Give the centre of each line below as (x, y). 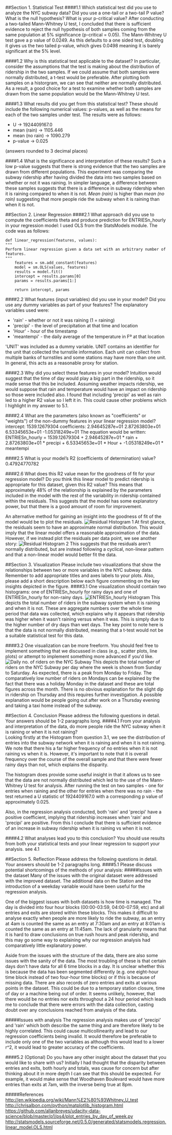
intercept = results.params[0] (48, 276)
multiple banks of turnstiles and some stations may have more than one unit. (86, 357)
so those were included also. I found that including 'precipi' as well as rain (83, 395)
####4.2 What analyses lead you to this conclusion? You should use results (85, 838)
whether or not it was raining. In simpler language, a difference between (81, 183)
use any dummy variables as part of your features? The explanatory (77, 305)
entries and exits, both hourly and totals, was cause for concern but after (82, 1068)
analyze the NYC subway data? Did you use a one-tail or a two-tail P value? (85, 13)
